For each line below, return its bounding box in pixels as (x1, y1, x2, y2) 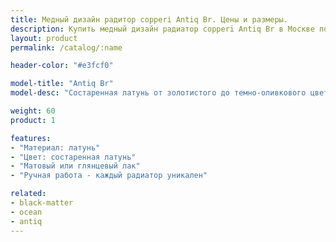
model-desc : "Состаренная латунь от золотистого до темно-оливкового (10, 88, 307, 98)
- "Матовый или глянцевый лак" (10, 161, 141, 171)
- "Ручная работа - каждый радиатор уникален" (10, 171, 208, 181)
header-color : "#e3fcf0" (10, 61, 114, 71)
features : (10, 133, 52, 143)
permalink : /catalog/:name (10, 42, 123, 53)
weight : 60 (10, 106, 56, 116)
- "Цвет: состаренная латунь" (10, 152, 137, 162)
